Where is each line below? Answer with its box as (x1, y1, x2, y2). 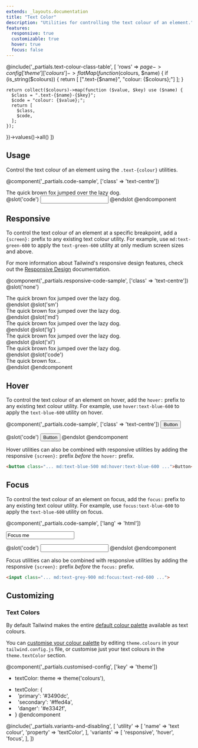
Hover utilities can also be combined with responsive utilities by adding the (6, 446, 188, 454)
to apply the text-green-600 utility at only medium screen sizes (31, 242, 184, 249)
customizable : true (11, 36, 60, 42)
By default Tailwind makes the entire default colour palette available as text (6, 622, 189, 629)
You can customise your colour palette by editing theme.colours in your (6, 640, 179, 647)
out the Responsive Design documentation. (6, 266, 111, 273)
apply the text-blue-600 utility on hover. (6, 409, 104, 416)
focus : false (11, 47, 44, 53)
